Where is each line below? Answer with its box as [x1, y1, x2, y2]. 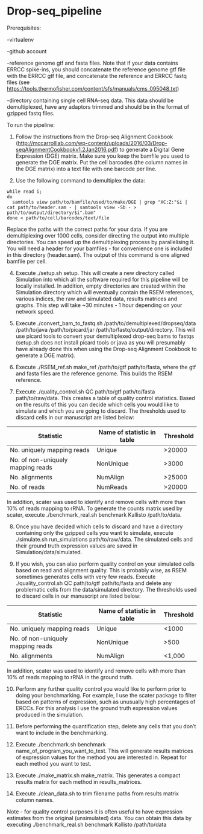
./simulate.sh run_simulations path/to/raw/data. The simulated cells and [15, 535, 193, 543]
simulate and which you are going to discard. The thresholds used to [15, 407, 186, 415]
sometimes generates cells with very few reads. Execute [15, 573, 156, 580]
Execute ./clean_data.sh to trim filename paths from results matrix [15, 790, 180, 797]
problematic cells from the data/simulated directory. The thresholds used [15, 586, 197, 593]
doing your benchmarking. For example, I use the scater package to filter [15, 691, 197, 699]
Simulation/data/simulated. [15, 548, 83, 555]
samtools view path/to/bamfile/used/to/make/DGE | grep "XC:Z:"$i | [12, 199, 188, 205]
